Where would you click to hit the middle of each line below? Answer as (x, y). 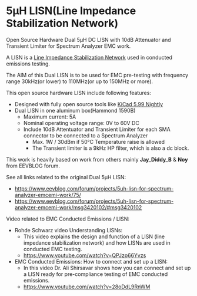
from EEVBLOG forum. (33, 166)
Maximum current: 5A (50, 117)
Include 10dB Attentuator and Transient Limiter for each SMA (97, 129)
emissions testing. (28, 64)
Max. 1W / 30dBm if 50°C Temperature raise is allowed (98, 142)
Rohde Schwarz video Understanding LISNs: (69, 230)
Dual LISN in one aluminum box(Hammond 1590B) (75, 110)
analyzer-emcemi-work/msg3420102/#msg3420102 (78, 207)
